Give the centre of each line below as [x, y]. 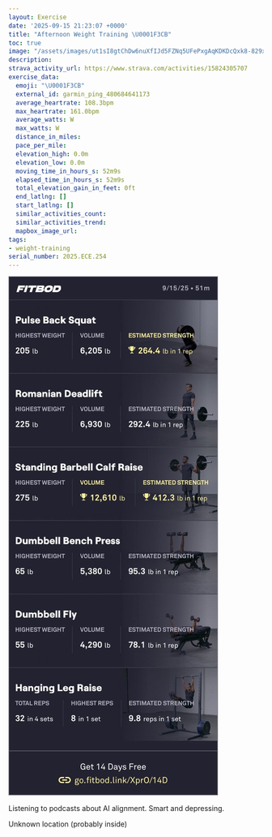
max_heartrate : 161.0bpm [57, 111]
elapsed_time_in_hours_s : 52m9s [70, 180]
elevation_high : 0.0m [52, 154]
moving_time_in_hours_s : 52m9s [68, 171]
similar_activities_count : [61, 214]
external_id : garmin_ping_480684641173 [83, 94]
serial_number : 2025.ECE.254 [57, 257]
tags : [17, 239]
